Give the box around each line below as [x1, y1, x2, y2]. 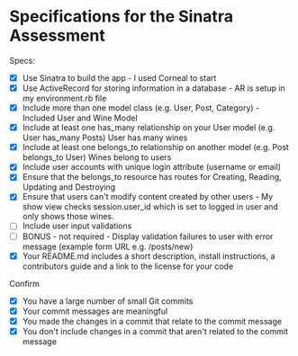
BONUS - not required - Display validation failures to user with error [22, 231, 274, 242]
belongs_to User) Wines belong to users [22, 152, 172, 163]
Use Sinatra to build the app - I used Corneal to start [22, 72, 217, 83]
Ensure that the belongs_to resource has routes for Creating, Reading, [22, 172, 282, 182]
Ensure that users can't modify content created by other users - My [22, 191, 274, 202]
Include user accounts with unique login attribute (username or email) [22, 162, 282, 173]
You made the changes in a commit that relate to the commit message [22, 316, 282, 326]
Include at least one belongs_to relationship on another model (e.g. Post [22, 142, 290, 153]
